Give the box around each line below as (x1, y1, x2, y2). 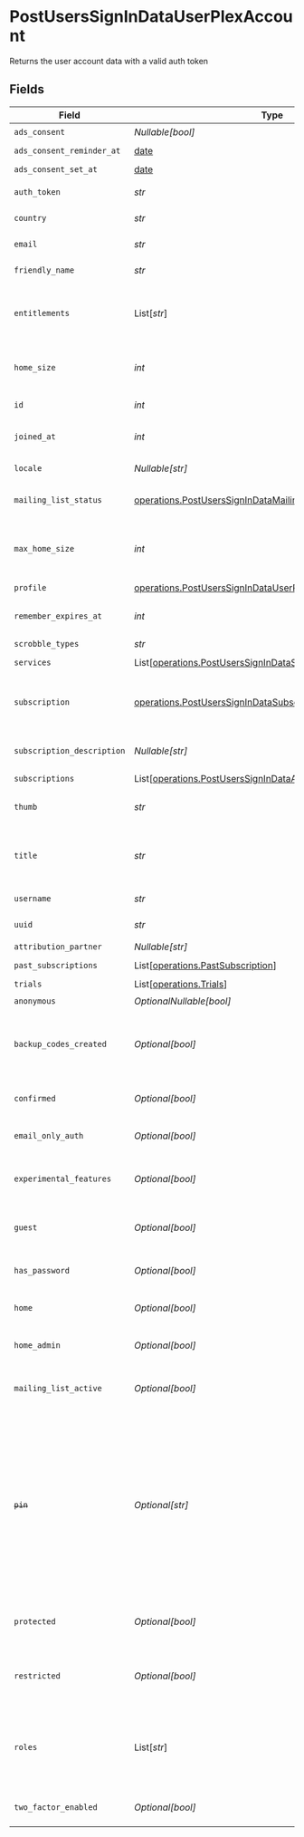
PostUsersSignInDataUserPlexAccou (9, 6, 294, 27)
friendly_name (14, 264, 75, 275)
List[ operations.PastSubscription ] (134, 959, 278, 972)
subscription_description (14, 745, 126, 755)
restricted (14, 1670, 61, 1681)
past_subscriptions (14, 960, 98, 971)
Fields (9, 82, 45, 97)
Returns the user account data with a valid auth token (9, 55, 209, 66)
